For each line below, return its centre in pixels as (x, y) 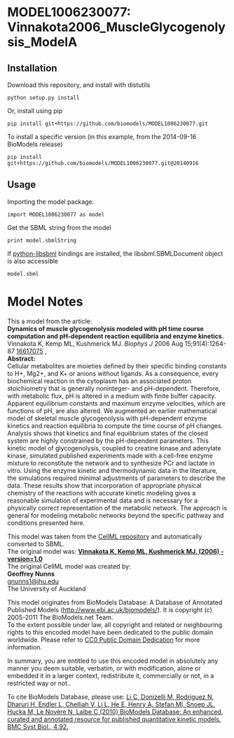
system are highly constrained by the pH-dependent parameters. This (108, 441)
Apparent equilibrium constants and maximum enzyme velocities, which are (117, 403)
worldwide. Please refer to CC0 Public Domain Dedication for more (104, 640)
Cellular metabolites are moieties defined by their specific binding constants (117, 365)
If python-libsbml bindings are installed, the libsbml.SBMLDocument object (115, 253)
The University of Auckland (47, 588)
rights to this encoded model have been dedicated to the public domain (110, 632)
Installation (32, 68)
